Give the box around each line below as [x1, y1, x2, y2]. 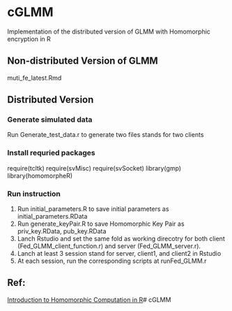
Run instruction [7, 189, 61, 198]
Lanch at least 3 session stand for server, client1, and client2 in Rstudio [17, 249, 222, 258]
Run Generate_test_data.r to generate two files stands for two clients [7, 131, 204, 139]
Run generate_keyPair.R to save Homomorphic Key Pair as [17, 219, 185, 228]
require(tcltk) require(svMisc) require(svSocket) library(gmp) [7, 164, 182, 172]
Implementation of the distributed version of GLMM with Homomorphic [7, 27, 211, 36]
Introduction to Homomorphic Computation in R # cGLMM [7, 295, 171, 304]
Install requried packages [7, 148, 95, 158]
